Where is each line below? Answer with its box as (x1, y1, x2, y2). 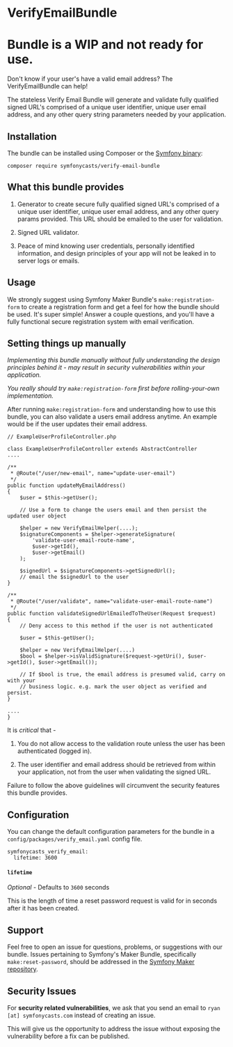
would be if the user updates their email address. (7, 420, 147, 428)
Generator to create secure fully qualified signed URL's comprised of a (17, 200, 220, 208)
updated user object (7, 513, 67, 520)
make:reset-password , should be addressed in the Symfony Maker (7, 958, 195, 966)
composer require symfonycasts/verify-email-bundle (7, 162, 160, 169)
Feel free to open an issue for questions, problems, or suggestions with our (7, 943, 223, 952)
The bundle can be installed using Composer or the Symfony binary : (7, 148, 203, 157)
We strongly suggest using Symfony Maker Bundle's (7, 295, 158, 304)
